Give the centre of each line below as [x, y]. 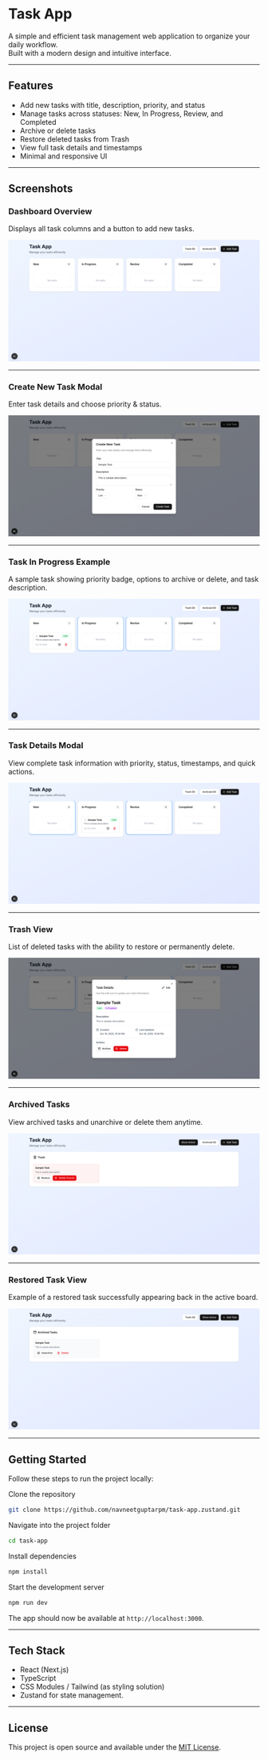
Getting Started [47, 1460]
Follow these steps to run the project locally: [81, 1479]
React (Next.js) [44, 1670]
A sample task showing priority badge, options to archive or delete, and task [134, 579]
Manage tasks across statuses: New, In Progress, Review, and [121, 114]
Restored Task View [48, 1279]
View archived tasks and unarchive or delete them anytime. [106, 1122]
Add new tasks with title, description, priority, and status [112, 105]
